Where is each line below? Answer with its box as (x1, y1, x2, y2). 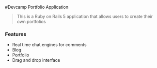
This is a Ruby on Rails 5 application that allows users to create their (16, 14, 153, 19)
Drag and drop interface (12, 57, 61, 63)
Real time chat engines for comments (12, 42, 87, 48)
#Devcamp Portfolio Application (5, 4, 69, 10)
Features (5, 31, 27, 37)
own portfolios (16, 19, 46, 24)
